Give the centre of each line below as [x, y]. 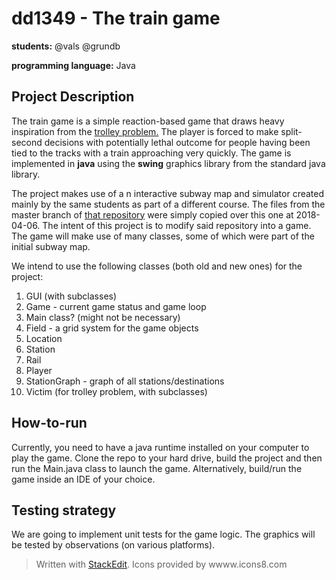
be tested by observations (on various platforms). [113, 545]
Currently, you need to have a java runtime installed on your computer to [160, 447]
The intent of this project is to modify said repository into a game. [177, 225]
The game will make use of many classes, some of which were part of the [163, 236]
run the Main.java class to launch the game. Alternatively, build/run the [157, 468]
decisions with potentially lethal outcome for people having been [177, 142]
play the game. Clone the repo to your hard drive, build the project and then [167, 458]
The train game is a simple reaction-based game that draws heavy [148, 121]
